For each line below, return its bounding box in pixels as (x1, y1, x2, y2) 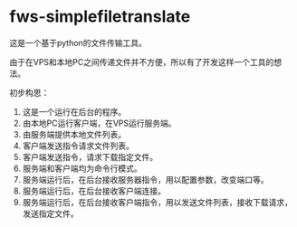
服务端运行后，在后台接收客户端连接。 (22, 185, 166, 196)
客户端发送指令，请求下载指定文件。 (22, 151, 158, 162)
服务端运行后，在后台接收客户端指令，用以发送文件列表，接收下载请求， (22, 196, 292, 207)
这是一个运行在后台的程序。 (22, 106, 127, 117)
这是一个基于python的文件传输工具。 (9, 37, 147, 48)
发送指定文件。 (22, 208, 79, 219)
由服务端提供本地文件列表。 (22, 128, 127, 139)
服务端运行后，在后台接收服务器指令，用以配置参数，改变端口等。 (22, 174, 269, 184)
